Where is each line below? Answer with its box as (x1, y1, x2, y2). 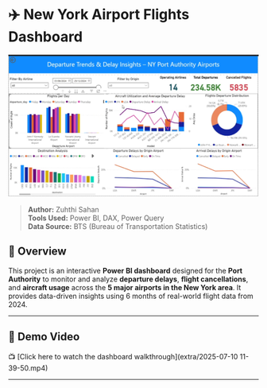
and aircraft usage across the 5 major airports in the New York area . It (8, 282, 242, 292)
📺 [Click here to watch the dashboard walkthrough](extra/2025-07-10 (8, 351, 238, 361)
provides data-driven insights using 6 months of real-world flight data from (8, 291, 254, 301)
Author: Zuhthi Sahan (27, 204, 99, 214)
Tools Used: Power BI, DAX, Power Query (27, 213, 164, 223)
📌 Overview (8, 245, 67, 258)
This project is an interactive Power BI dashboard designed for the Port (8, 266, 243, 275)
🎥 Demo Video (8, 330, 80, 343)
